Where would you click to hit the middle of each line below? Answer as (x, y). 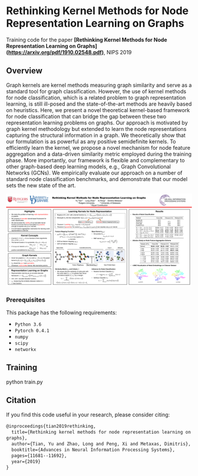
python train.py (24, 382)
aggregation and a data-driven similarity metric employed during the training (99, 154)
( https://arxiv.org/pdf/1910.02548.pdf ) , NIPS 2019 (69, 52)
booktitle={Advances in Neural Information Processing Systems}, (93, 449)
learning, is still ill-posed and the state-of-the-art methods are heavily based (99, 104)
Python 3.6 (28, 325)
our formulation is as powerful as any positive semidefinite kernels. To (91, 141)
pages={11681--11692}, (39, 455)
